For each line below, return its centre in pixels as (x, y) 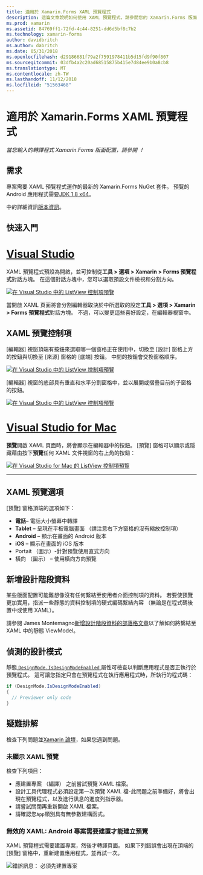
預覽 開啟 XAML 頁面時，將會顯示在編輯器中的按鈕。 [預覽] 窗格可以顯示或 (98, 445)
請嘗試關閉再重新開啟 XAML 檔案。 (59, 806)
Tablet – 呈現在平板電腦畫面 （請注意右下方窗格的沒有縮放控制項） (98, 528)
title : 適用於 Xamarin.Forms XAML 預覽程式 (59, 12)
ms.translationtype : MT (36, 68)
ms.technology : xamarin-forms (44, 34)
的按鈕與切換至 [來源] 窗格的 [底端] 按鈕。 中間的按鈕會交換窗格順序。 (93, 356)
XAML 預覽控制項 (39, 333)
